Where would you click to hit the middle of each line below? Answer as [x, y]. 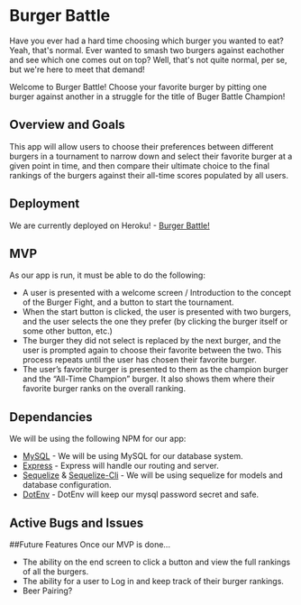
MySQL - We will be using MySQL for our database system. [132, 456]
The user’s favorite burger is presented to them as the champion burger [155, 370]
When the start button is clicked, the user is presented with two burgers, [156, 312]
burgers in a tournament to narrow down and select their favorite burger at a [151, 156]
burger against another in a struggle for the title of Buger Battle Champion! [147, 96]
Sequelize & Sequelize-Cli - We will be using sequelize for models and [153, 475]
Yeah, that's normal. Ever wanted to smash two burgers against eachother [147, 50]
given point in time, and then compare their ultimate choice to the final [140, 165]
